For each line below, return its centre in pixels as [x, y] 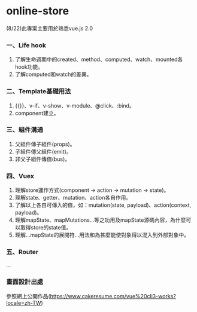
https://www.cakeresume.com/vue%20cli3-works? [113, 296]
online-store [38, 11]
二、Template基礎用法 [39, 91]
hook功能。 [29, 67]
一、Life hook [26, 45]
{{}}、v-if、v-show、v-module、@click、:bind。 [75, 105]
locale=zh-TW [24, 302]
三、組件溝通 [25, 130]
